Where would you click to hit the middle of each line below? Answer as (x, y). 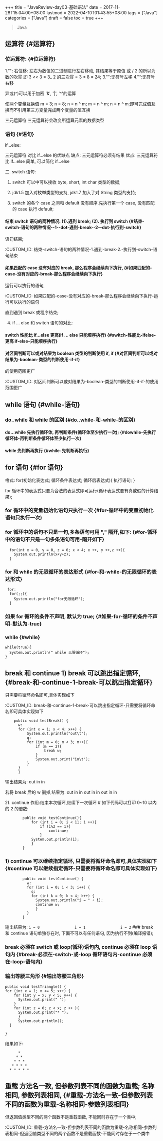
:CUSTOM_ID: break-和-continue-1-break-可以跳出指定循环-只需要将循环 (78, 706)
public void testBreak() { (41, 721)
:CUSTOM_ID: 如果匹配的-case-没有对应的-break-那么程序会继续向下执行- (80, 296)
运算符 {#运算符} (30, 44)
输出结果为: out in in (25, 782)
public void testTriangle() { (36, 987)
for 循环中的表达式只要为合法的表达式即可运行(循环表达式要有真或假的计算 (80, 490)
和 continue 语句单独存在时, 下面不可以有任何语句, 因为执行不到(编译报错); (79, 933)
